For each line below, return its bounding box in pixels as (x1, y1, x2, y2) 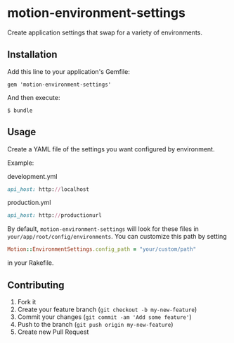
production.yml (7, 199, 51, 207)
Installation (7, 49, 58, 61)
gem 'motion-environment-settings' (7, 81, 112, 88)
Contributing (7, 279, 65, 291)
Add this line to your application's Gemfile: (7, 67, 130, 75)
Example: (7, 158, 34, 167)
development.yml (7, 172, 58, 180)
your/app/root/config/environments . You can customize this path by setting (7, 232, 227, 241)
